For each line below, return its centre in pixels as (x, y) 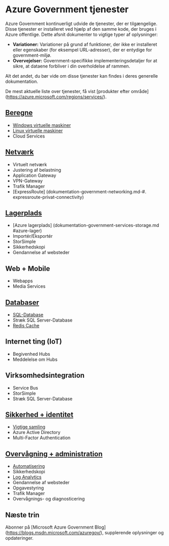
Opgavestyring (28, 488)
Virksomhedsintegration (45, 376)
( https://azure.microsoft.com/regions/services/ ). (56, 97)
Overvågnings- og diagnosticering (49, 499)
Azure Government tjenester (67, 9)
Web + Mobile (28, 269)
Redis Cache (26, 325)
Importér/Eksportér (33, 236)
